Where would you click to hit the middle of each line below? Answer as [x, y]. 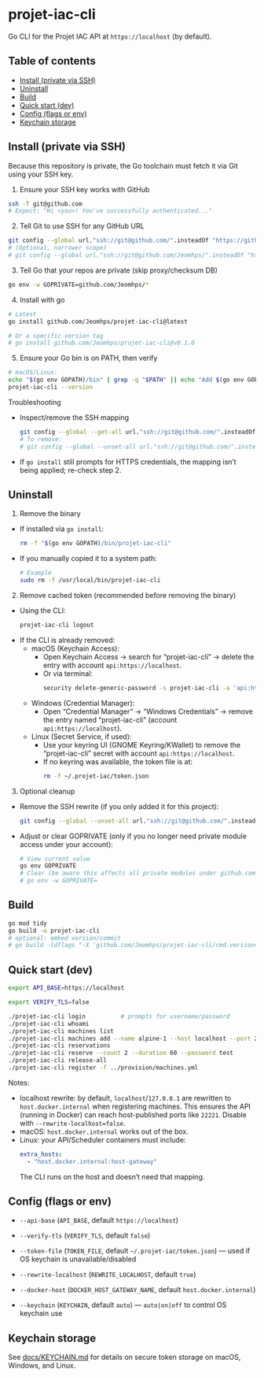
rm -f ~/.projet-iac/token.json [96, 776]
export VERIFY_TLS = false [49, 1002]
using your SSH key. [41, 174]
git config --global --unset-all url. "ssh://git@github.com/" [123, 821]
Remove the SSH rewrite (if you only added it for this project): [119, 806]
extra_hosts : [41, 1154]
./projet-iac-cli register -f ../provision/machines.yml [103, 1068]
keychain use [41, 1313]
